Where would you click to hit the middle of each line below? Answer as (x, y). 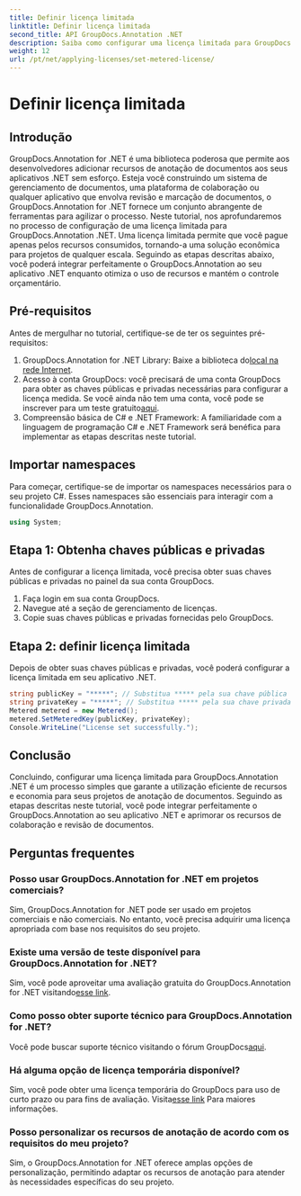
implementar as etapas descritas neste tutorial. (109, 436)
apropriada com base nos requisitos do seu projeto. (105, 929)
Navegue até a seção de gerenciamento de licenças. (120, 608)
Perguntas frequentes (72, 853)
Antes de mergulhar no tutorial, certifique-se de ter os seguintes (128, 333)
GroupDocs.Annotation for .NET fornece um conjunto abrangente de (136, 207)
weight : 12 (30, 51)
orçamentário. (35, 283)
